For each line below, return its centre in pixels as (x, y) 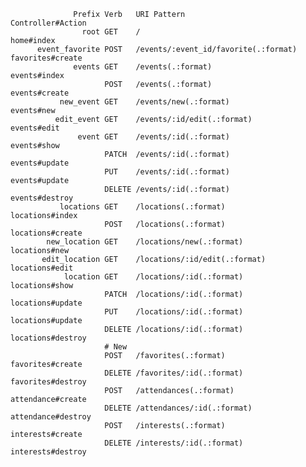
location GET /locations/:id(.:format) (153, 277)
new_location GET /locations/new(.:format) (145, 242)
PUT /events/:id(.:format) (167, 172)
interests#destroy (48, 452)
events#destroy (42, 198)
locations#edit (42, 268)
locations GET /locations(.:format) (142, 207)
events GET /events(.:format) (143, 67)
